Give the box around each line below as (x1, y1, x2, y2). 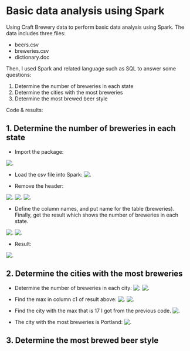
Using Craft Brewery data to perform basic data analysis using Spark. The (6, 23, 185, 31)
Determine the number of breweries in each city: (14, 284, 132, 291)
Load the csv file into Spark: (14, 171, 83, 178)
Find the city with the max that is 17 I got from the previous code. (14, 307, 171, 314)
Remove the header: (14, 182, 64, 189)
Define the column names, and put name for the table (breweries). (14, 205, 175, 212)
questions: (6, 71, 32, 78)
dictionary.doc (14, 53, 50, 60)
